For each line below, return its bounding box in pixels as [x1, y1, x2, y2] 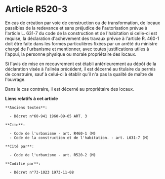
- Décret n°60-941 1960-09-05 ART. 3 [9, 113, 87, 119]
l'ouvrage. [5, 76, 26, 82]
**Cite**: [5, 122, 26, 127]
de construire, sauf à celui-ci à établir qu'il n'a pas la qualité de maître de [5, 71, 154, 77]
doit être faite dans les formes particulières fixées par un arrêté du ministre [5, 40, 158, 46]
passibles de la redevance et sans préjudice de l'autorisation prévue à [5, 25, 148, 31]
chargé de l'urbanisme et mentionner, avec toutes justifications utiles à [5, 46, 149, 52]
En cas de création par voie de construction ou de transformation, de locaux [5, 20, 161, 26]
